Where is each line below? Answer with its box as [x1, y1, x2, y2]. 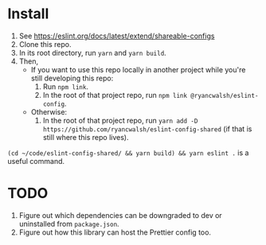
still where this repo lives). [42, 132, 129, 142]
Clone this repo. [18, 39, 72, 49]
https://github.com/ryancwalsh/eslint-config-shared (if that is [42, 124, 252, 134]
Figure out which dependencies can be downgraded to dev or [18, 210, 222, 220]
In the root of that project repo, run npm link [42, 90, 188, 99]
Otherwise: [30, 107, 68, 116]
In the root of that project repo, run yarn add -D [42, 115, 198, 125]
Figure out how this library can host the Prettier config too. [18, 227, 212, 237]
